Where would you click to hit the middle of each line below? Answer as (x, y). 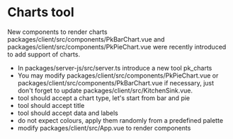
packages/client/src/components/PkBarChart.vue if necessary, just (116, 83)
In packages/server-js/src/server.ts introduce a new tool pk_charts (115, 68)
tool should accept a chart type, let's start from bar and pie (104, 98)
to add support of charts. (44, 54)
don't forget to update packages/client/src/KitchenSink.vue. (105, 90)
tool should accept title (51, 105)
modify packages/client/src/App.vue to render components (104, 128)
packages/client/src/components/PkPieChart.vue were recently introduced (117, 47)
